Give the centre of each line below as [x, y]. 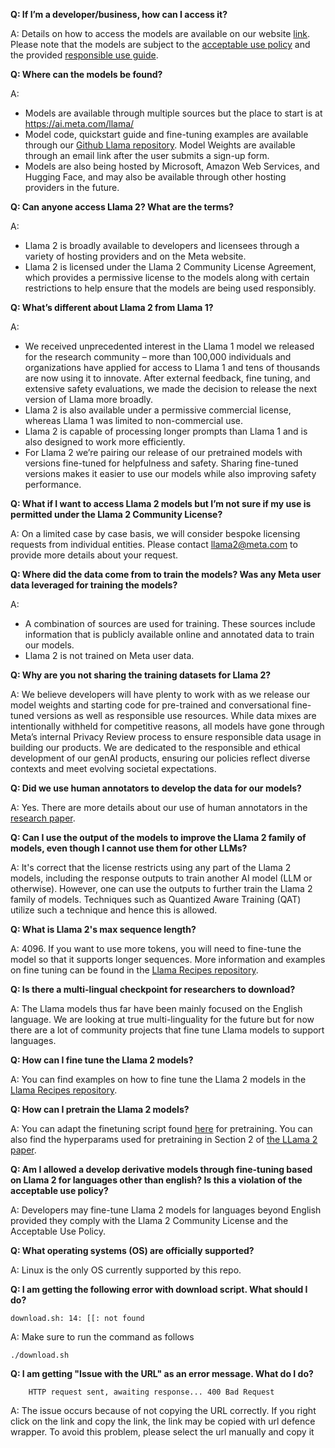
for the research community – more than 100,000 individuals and [158, 357]
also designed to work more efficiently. [105, 442]
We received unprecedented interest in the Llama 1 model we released [169, 346]
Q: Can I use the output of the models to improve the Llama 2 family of [158, 837]
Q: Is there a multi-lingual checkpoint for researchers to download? [153, 989]
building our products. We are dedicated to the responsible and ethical [155, 747]
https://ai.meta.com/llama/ [79, 123]
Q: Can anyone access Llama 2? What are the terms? [122, 207]
